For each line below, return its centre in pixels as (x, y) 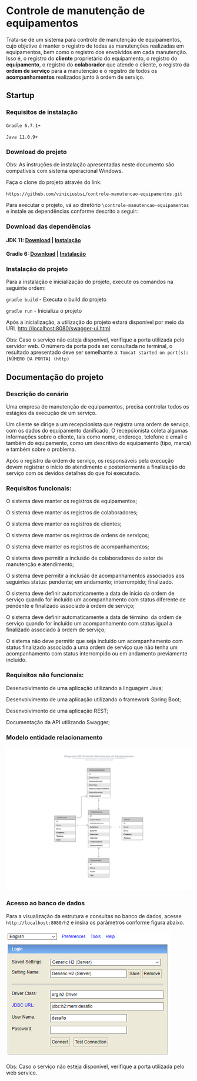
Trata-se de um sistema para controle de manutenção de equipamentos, (94, 39)
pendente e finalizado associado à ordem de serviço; (71, 606)
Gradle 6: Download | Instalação (46, 254)
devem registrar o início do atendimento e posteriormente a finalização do (96, 467)
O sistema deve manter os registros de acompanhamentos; (78, 547)
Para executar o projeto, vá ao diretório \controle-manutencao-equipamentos (98, 205)
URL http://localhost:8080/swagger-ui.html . (59, 329)
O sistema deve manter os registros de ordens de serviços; (78, 536)
